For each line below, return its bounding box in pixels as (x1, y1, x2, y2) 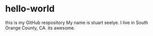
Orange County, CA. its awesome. (5, 24, 75, 30)
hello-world (5, 3, 55, 14)
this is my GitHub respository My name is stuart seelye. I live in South (5, 19, 148, 25)
